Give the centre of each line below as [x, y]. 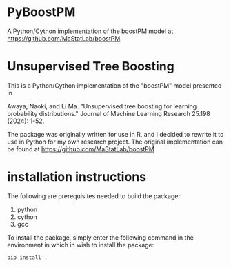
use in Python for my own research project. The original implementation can [115, 142]
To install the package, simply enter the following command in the [101, 237]
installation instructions [77, 177]
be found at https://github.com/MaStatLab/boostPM [81, 149]
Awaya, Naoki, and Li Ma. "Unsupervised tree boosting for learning [102, 106]
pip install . [28, 257]
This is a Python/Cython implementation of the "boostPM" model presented [114, 85]
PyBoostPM [41, 12]
